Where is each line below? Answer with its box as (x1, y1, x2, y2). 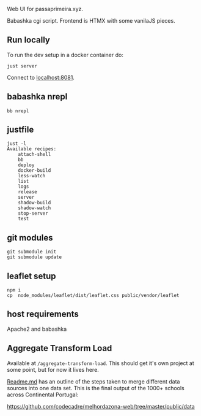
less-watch (18, 173, 46, 179)
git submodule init (7, 248, 57, 255)
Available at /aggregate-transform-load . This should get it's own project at (7, 359, 194, 367)
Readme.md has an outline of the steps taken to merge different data (7, 377, 180, 385)
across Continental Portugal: (7, 391, 79, 398)
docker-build (18, 168, 51, 174)
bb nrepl (7, 107, 29, 114)
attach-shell (18, 152, 51, 158)
